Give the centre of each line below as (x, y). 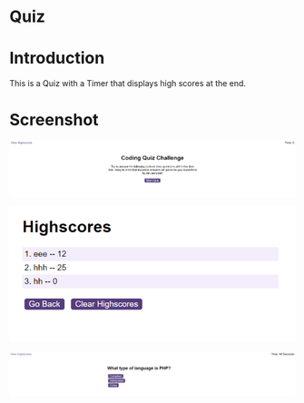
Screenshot (54, 120)
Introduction (57, 59)
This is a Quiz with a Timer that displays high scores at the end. (128, 84)
